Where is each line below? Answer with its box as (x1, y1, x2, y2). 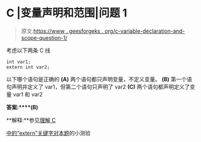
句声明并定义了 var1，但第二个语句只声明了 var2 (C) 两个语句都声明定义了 (6, 83, 190, 90)
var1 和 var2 (13, 90, 43, 98)
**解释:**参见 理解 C (6, 117, 56, 124)
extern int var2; (6, 64, 50, 70)
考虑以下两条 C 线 (6, 47, 51, 54)
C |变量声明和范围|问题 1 (6, 6, 127, 20)
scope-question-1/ (21, 34, 68, 41)
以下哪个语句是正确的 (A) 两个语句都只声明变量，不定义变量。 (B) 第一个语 (6, 75, 193, 83)
